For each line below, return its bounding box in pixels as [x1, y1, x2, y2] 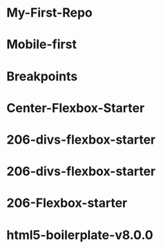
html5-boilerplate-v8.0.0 [6, 227, 153, 243]
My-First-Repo [6, 5, 93, 21]
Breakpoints [6, 68, 78, 84]
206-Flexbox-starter [6, 196, 128, 211]
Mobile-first [6, 37, 77, 53]
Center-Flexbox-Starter [6, 100, 145, 116]
